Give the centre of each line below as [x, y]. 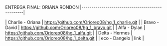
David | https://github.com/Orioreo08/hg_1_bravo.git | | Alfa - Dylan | [75, 27]
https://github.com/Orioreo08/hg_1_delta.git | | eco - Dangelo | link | [75, 38]
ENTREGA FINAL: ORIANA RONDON [42, 7]
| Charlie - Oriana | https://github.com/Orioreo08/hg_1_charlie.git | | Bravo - [82, 22]
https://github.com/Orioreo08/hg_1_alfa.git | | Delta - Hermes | [69, 33]
